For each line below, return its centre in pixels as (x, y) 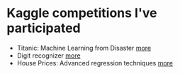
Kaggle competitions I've (82, 13)
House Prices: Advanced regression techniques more (95, 63)
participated (44, 28)
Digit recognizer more (49, 55)
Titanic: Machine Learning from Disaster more (84, 48)
